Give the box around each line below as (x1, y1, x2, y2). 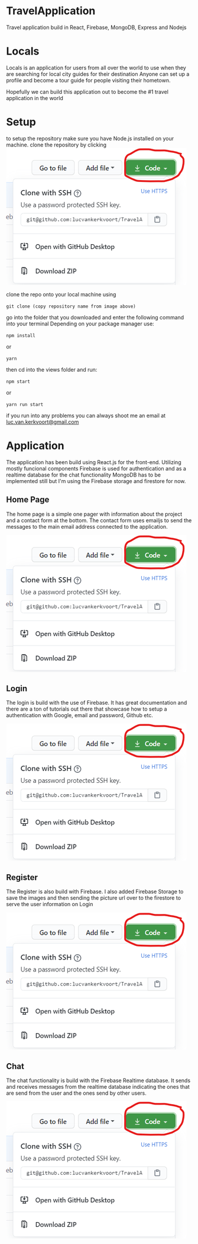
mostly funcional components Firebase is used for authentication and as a (6, 465, 186, 472)
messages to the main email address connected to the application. (6, 523, 168, 530)
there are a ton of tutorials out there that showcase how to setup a (6, 705, 167, 712)
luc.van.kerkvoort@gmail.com (6, 418, 79, 425)
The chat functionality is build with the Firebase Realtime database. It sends (6, 1077, 191, 1084)
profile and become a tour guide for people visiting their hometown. (6, 76, 171, 84)
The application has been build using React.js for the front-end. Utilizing (6, 458, 181, 466)
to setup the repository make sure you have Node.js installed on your (6, 135, 174, 142)
